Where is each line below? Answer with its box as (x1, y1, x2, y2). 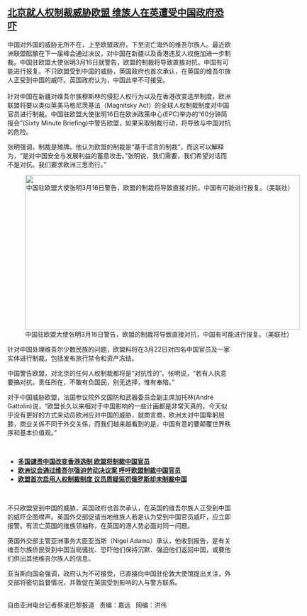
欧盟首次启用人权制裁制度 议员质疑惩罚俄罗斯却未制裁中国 (17, 474, 188, 483)
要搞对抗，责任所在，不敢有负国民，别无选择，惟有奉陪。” (7, 378, 175, 386)
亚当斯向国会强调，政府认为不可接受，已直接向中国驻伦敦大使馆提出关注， (7, 569, 225, 578)
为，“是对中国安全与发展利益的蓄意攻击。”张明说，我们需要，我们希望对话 (7, 151, 221, 159)
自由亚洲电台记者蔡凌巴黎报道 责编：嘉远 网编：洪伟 (7, 600, 167, 609)
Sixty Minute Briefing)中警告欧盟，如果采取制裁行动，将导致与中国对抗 (24, 118, 232, 127)
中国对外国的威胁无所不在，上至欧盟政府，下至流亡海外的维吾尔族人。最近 (7, 40, 225, 48)
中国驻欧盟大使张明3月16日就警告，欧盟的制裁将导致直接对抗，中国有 (19, 57, 223, 66)
